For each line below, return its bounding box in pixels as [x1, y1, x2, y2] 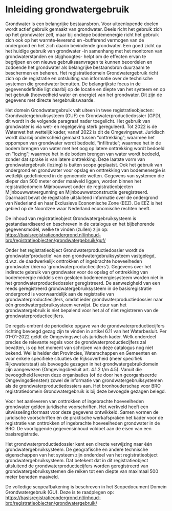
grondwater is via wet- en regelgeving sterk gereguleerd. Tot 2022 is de [5, 123, 157, 130]
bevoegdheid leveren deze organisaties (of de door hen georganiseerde [5, 372, 157, 378]
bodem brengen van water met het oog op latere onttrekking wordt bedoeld [5, 145, 165, 151]
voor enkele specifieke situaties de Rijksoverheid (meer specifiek [5, 355, 142, 361]
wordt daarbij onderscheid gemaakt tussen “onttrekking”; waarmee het [5, 134, 155, 140]
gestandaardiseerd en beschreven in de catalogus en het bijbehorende [5, 221, 155, 227]
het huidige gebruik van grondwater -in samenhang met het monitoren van [5, 48, 163, 54]
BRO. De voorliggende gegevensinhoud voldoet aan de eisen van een [5, 425, 152, 431]
